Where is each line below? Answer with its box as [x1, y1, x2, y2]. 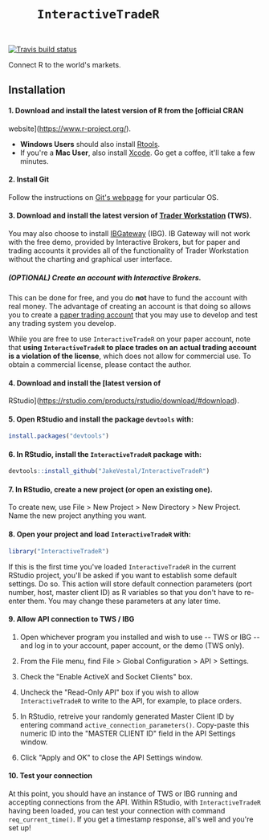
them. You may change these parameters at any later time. [27, 596, 221, 606]
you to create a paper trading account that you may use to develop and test [8, 310, 259, 320]
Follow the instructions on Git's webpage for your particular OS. [8, 192, 219, 202]
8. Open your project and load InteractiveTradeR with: [8, 529, 191, 539]
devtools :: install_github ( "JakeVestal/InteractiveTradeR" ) [8, 467, 210, 475]
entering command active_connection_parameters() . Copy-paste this [19, 720, 250, 729]
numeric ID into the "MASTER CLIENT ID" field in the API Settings [19, 728, 236, 738]
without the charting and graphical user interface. [8, 254, 173, 263]
